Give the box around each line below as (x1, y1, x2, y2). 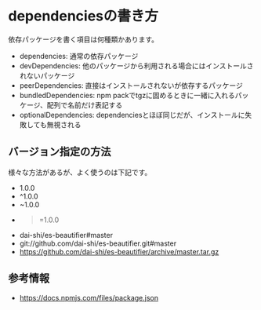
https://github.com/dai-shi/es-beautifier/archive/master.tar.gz (19, 246, 219, 256)
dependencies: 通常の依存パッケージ (19, 51, 139, 60)
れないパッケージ (19, 71, 75, 80)
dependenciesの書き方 (8, 7, 159, 25)
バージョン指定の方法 (8, 145, 111, 159)
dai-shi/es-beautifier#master (19, 230, 114, 239)
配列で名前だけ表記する (46, 100, 123, 110)
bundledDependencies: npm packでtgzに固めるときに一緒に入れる (19, 90, 235, 100)
